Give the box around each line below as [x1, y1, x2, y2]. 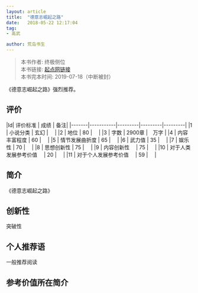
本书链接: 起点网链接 [20, 66, 71, 73]
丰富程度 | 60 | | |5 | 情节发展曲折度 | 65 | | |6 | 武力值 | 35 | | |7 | [6, 136, 177, 143]
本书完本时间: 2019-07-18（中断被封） [20, 73, 114, 80]
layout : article [6, 8, 46, 15]
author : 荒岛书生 [6, 41, 46, 47]
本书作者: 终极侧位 [20, 59, 66, 65]
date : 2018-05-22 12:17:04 [6, 20, 78, 25]
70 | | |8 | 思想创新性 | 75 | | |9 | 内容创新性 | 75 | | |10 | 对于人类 [15, 143, 191, 151]
